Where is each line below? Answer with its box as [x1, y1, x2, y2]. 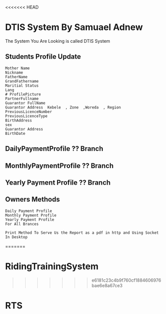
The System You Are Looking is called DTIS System [5, 38, 110, 44]
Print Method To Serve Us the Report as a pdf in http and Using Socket [5, 230, 159, 235]
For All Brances [5, 221, 39, 226]
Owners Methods [5, 195, 60, 204]
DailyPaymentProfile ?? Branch [5, 144, 103, 153]
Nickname [5, 70, 23, 75]
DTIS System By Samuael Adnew [5, 22, 143, 33]
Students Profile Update [5, 52, 81, 61]
